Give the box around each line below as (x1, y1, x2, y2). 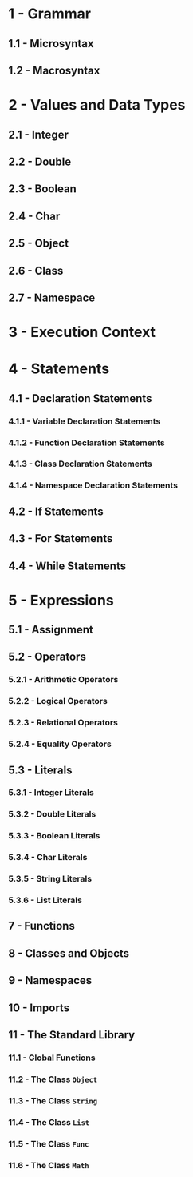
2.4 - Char (8, 209, 61, 223)
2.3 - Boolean (8, 182, 77, 196)
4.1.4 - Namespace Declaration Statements (8, 480, 178, 491)
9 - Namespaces (8, 974, 93, 987)
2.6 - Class (8, 263, 64, 277)
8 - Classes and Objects (8, 946, 130, 960)
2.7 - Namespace (8, 291, 96, 304)
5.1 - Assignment (8, 623, 93, 637)
